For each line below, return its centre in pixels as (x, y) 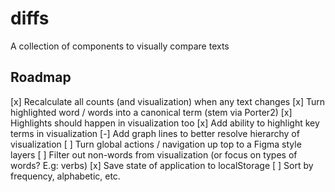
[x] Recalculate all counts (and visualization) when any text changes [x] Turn (167, 101)
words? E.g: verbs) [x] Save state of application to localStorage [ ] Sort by (162, 165)
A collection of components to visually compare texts (120, 46)
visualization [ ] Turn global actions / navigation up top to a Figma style (156, 144)
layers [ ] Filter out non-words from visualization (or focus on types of (154, 154)
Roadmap (41, 77)
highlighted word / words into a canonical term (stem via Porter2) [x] (151, 112)
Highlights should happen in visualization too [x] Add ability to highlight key (165, 123)
